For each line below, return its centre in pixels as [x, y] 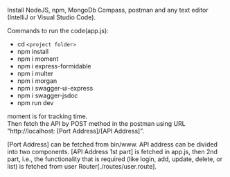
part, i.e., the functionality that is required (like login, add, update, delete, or [115, 159]
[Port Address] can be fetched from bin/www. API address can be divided [113, 144]
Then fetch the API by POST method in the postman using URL [96, 123]
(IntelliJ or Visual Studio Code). [51, 17]
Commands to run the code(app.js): [58, 31]
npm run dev [35, 103]
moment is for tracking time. [47, 116]
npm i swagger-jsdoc [47, 95]
